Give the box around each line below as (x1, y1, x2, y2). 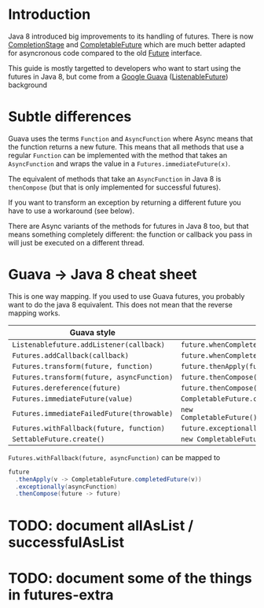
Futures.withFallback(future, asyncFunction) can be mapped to (8, 452, 221, 462)
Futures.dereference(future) (12, 383, 121, 392)
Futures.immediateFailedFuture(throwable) (12, 409, 174, 418)
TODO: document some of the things (8, 569, 253, 587)
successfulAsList (8, 533, 124, 551)
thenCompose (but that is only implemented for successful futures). (8, 182, 222, 192)
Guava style (69, 326, 116, 337)
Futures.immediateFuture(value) (12, 394, 134, 403)
